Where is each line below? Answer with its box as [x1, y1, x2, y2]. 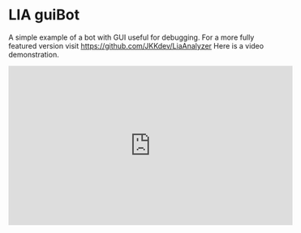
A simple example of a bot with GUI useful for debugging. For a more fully [8, 32, 255, 42]
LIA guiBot [8, 6, 80, 24]
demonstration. [8, 49, 59, 59]
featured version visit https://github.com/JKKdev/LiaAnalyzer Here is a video [8, 40, 264, 50]
